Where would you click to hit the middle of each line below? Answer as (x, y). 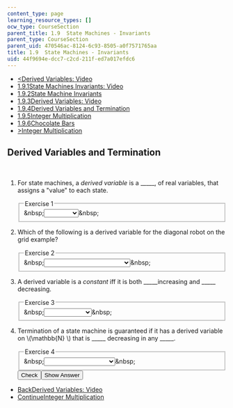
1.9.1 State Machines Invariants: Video (70, 86)
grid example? (38, 240)
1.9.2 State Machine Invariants (59, 93)
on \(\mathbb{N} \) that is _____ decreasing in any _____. (96, 338)
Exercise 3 (40, 302)
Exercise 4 (40, 352)
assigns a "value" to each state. (63, 190)
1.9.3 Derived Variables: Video (59, 101)
